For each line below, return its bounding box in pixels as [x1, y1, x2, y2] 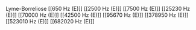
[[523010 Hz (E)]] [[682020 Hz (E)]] [5, 18, 95, 25]
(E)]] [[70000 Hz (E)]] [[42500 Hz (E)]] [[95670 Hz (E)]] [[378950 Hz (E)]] [5, 11, 189, 19]
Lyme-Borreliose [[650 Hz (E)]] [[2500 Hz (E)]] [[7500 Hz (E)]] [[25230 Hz [5, 5, 191, 12]
